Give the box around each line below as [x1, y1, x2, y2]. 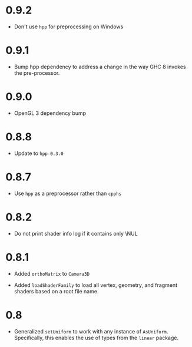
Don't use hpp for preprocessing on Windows [14, 23, 124, 30]
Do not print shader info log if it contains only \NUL [14, 230, 138, 237]
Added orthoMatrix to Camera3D [14, 270, 90, 277]
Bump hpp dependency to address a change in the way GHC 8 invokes [14, 63, 186, 70]
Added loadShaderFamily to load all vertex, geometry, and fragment [14, 281, 178, 289]
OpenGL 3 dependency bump [14, 110, 87, 117]
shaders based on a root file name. [14, 287, 99, 295]
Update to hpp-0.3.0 [14, 150, 64, 157]
